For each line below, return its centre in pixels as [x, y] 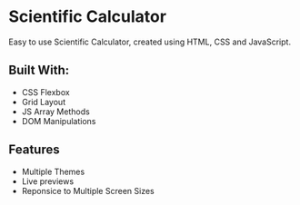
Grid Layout [43, 102]
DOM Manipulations [59, 121]
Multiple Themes [53, 171]
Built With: [39, 70]
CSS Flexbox [45, 92]
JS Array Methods [55, 112]
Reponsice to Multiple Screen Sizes [88, 190]
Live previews [48, 181]
